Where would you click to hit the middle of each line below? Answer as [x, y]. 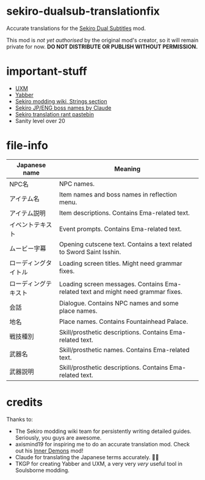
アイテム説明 [27, 213]
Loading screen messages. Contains [111, 284]
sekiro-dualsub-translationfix [83, 11]
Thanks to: [20, 419]
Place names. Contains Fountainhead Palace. [123, 321]
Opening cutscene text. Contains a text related [125, 244]
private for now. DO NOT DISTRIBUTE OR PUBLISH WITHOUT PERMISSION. [102, 47]
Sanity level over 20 [40, 121]
